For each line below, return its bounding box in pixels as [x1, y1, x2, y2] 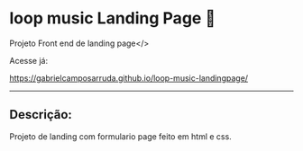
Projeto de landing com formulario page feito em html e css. [9, 130, 232, 142]
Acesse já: [9, 55, 48, 66]
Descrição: [9, 107, 72, 122]
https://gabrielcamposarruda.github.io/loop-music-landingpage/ [9, 72, 249, 84]
